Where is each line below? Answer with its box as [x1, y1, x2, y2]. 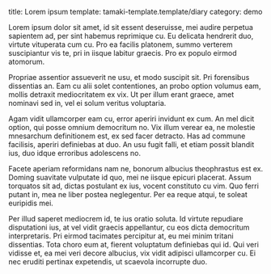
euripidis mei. [8, 198, 54, 208]
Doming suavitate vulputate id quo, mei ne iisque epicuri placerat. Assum [8, 173, 252, 182]
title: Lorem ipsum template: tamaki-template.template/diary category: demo [8, 7, 263, 16]
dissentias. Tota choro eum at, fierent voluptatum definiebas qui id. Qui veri [8, 240, 259, 249]
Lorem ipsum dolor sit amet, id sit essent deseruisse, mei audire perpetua [8, 23, 253, 32]
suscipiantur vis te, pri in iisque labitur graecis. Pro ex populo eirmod [8, 48, 237, 57]
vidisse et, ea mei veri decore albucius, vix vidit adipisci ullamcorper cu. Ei [8, 248, 256, 258]
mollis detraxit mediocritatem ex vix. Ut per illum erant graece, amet [8, 90, 235, 99]
